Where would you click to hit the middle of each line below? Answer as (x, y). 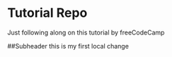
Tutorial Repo (47, 13)
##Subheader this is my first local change (68, 46)
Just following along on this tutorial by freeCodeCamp (86, 32)
